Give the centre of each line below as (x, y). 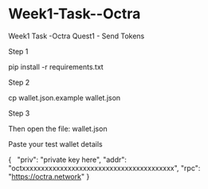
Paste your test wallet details (55, 144)
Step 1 (18, 51)
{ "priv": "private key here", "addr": (68, 159)
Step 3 (19, 113)
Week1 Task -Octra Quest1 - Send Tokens (77, 36)
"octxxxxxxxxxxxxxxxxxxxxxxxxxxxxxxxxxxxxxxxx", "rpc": (104, 167)
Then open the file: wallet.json (58, 128)
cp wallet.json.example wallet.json (65, 97)
